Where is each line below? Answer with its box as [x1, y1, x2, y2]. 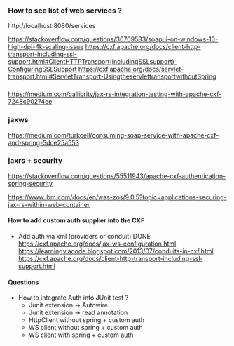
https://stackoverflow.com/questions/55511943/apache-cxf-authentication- [8, 171, 226, 180]
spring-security [8, 179, 53, 187]
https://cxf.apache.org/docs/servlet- [78, 65, 184, 74]
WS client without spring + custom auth [28, 324, 143, 332]
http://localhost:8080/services [8, 22, 96, 30]
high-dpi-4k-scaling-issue [8, 43, 84, 51]
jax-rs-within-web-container [8, 200, 90, 208]
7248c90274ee [8, 98, 53, 106]
